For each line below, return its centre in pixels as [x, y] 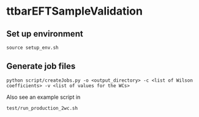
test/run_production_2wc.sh [42, 108]
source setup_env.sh [33, 48]
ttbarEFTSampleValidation [74, 11]
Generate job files [41, 66]
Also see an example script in [43, 97]
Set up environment [45, 34]
